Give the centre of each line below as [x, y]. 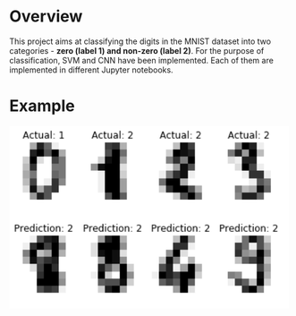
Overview [46, 17]
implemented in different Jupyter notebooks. [91, 70]
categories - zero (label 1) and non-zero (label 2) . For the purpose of [137, 50]
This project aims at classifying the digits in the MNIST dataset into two [140, 41]
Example [42, 106]
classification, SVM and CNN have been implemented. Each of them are [142, 60]
